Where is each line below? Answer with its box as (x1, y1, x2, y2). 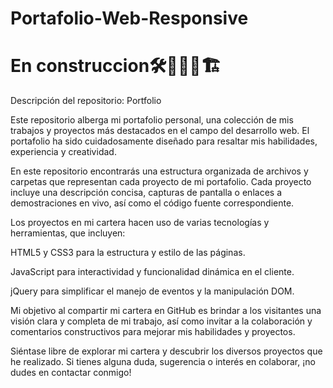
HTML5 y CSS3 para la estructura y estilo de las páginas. (10, 247, 246, 259)
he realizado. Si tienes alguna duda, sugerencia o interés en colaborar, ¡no (10, 356, 316, 368)
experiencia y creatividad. (10, 146, 117, 158)
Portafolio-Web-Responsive (10, 7, 249, 30)
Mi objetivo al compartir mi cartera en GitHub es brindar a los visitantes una (10, 305, 322, 317)
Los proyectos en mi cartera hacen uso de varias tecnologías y (10, 217, 270, 229)
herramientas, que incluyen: (10, 227, 126, 239)
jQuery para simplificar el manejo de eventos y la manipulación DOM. (10, 285, 295, 297)
